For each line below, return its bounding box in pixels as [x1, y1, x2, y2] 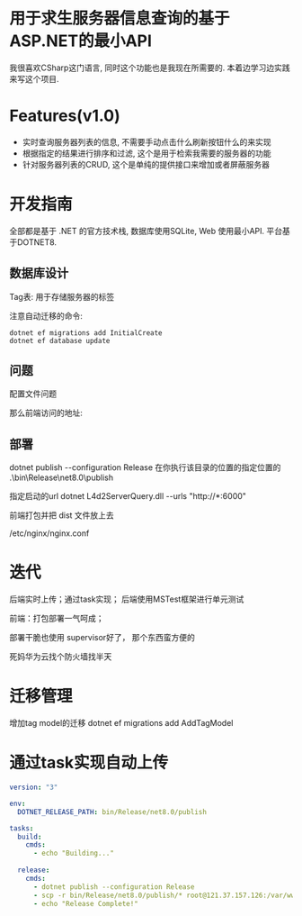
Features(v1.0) [9, 105, 120, 126]
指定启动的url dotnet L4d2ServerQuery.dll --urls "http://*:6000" [9, 491, 247, 502]
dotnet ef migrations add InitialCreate [9, 328, 164, 338]
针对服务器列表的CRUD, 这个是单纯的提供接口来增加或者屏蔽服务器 [22, 159, 270, 169]
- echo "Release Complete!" [32, 899, 139, 908]
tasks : [9, 823, 34, 833]
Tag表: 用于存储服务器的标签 [9, 291, 115, 302]
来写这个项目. [9, 73, 60, 84]
